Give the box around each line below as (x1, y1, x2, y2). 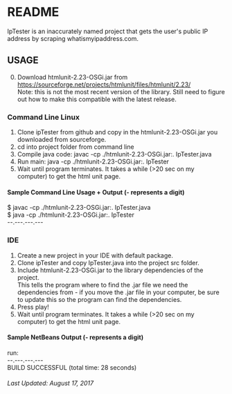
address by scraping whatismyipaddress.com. (7, 34, 139, 42)
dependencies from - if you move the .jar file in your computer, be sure (17, 288, 220, 296)
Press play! (17, 303, 50, 311)
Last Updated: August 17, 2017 (7, 379, 94, 388)
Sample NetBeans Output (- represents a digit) (7, 333, 144, 341)
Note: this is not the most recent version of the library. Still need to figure (17, 87, 225, 96)
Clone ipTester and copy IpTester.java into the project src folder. (17, 258, 199, 267)
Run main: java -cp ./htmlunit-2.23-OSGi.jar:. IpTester (17, 157, 170, 166)
